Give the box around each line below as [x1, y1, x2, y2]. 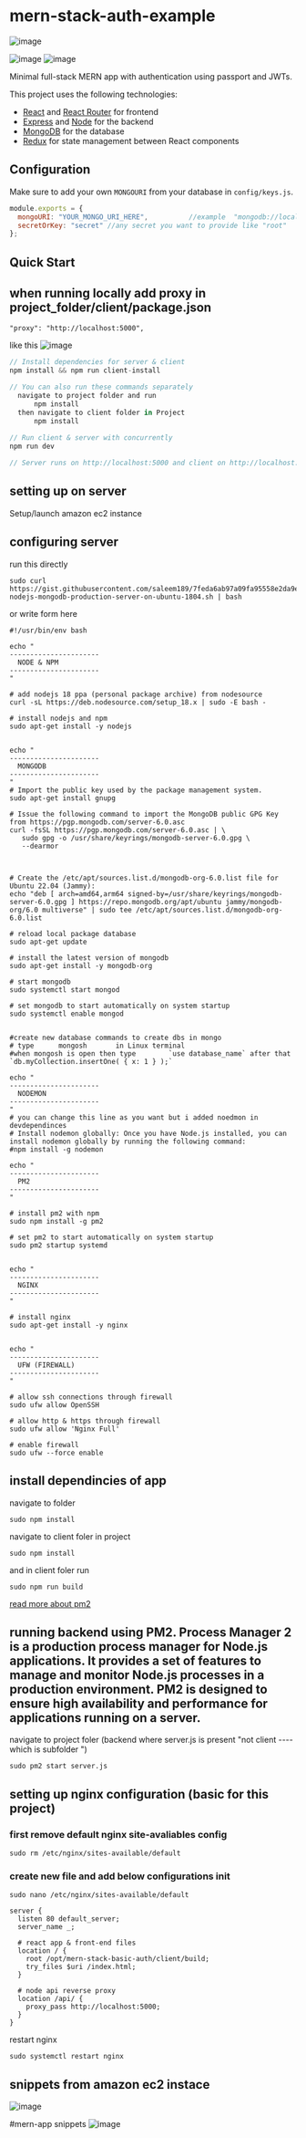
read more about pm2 [9, 1598, 91, 1609]
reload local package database [17, 929, 137, 938]
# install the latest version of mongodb [9, 953, 169, 963]
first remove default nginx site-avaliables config [9, 1828, 228, 1841]
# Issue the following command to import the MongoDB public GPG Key [9, 809, 280, 819]
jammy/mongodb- [225, 897, 283, 906]
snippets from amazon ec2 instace [9, 2077, 210, 2092]
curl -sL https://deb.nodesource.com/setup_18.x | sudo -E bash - [9, 697, 267, 707]
